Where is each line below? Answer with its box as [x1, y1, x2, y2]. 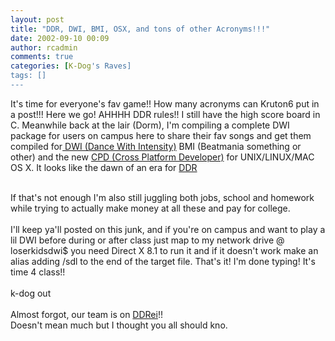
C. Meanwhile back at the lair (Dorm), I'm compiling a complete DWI [10, 119, 290, 131]
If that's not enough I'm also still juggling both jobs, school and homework [10, 191, 315, 203]
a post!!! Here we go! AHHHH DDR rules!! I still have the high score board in [10, 108, 321, 120]
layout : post [10, 14, 65, 25]
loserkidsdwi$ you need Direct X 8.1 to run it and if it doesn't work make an [10, 244, 319, 256]
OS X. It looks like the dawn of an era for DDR [10, 161, 198, 173]
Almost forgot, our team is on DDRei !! [10, 308, 163, 320]
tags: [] [10, 71, 47, 81]
